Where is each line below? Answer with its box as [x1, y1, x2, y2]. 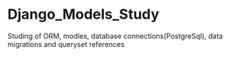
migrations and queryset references [7, 39, 125, 48]
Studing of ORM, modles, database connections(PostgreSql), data [7, 31, 223, 41]
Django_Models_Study [7, 5, 160, 23]
